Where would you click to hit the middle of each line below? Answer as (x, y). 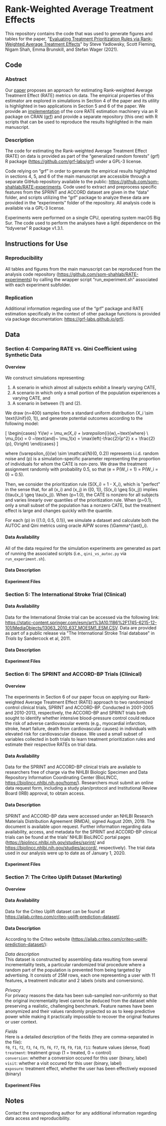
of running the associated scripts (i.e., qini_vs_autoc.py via (66, 553)
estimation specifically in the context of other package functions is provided (83, 313)
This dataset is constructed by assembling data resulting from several (76, 959)
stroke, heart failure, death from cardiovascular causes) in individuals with (81, 729)
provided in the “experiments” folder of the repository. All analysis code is (81, 203)
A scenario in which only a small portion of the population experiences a (86, 393)
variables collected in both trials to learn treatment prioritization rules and (80, 739)
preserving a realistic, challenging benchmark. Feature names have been (80, 1006)
